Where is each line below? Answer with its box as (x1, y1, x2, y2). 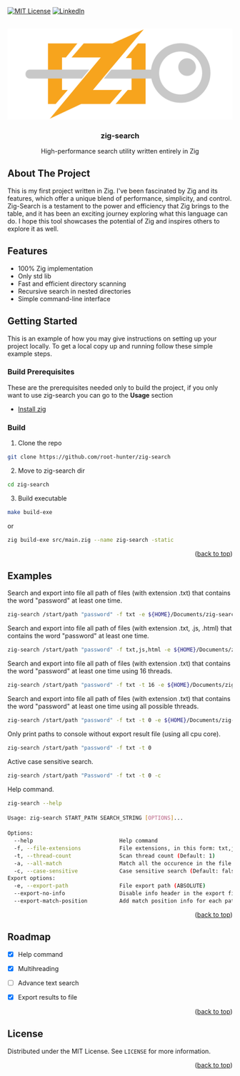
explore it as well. (7, 224, 59, 233)
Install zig (17, 404, 46, 413)
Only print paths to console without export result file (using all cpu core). (7, 729, 221, 738)
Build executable (17, 493, 67, 503)
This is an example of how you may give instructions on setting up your (7, 334, 217, 343)
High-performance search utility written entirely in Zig (41, 147, 199, 156)
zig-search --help (7, 800, 62, 807)
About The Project (7, 168, 91, 180)
